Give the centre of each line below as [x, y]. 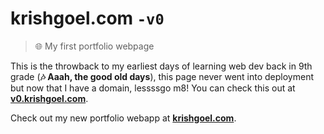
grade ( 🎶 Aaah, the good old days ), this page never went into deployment [162, 76]
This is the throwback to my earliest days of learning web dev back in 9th [161, 66]
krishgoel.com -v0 [87, 18]
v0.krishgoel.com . [49, 98]
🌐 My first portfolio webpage [94, 46]
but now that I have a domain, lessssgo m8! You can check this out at [153, 88]
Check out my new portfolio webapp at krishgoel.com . [123, 118]
